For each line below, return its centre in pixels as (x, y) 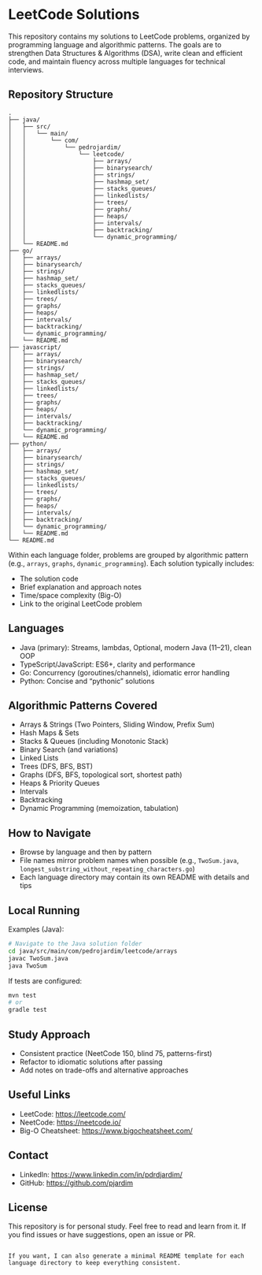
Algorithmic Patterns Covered (83, 706)
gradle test (28, 1010)
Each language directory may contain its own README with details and (134, 877)
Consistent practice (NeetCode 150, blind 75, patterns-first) (116, 1053)
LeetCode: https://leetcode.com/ (72, 1113)
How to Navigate (50, 833)
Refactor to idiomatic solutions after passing (91, 1061)
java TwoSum (28, 966)
